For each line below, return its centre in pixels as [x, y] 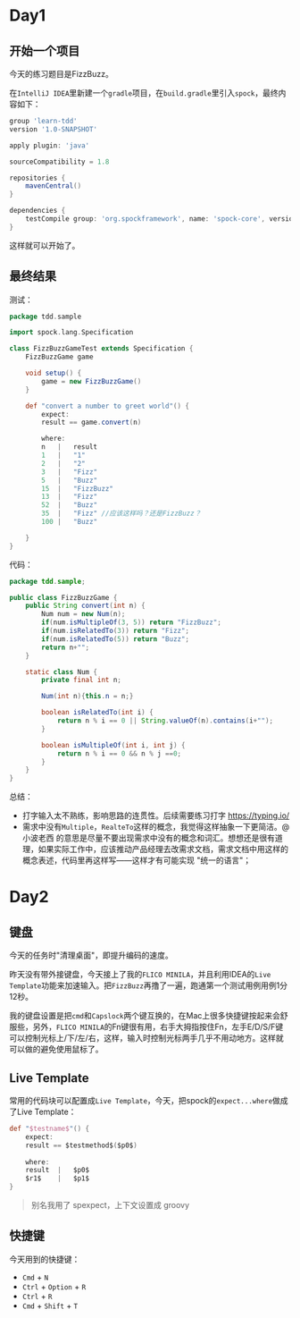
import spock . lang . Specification [71, 333]
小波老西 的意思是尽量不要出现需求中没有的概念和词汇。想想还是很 [145, 838]
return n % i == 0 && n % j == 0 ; [119, 753]
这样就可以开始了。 [45, 245]
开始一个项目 [45, 51]
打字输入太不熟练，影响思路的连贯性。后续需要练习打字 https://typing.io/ [156, 815]
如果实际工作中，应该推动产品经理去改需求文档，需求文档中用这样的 [163, 849]
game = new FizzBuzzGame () [92, 381]
